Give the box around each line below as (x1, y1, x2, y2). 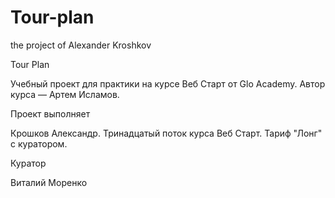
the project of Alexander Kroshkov (10, 39, 152, 51)
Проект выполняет (10, 107, 91, 120)
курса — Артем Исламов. (10, 88, 120, 100)
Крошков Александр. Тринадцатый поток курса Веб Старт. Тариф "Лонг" (10, 127, 323, 139)
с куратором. (10, 137, 68, 150)
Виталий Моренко (10, 176, 88, 188)
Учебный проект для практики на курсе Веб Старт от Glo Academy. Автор (10, 77, 326, 90)
